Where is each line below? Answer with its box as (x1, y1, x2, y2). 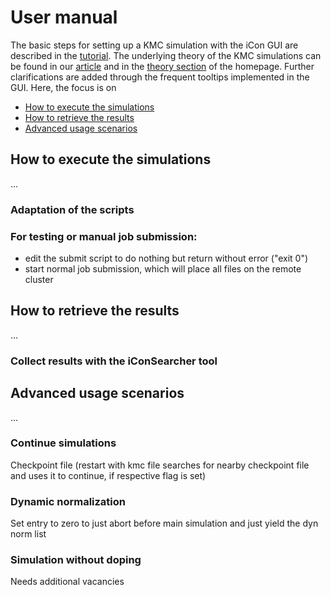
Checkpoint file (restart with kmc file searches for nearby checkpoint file (10, 459, 310, 471)
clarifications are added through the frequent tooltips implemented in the (10, 71, 310, 83)
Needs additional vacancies (10, 576, 125, 588)
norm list (10, 528, 47, 540)
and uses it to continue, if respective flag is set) (10, 469, 207, 481)
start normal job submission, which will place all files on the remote (24, 262, 302, 275)
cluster (24, 273, 54, 285)
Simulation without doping (10, 553, 142, 567)
